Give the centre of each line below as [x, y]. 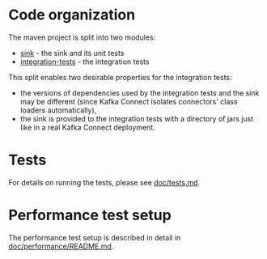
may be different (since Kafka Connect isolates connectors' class [129, 101]
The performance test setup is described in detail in [95, 237]
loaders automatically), [58, 110]
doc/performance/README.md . [61, 246]
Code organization [72, 15]
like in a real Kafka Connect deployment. [87, 127]
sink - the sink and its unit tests [72, 53]
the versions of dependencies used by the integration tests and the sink [140, 93]
